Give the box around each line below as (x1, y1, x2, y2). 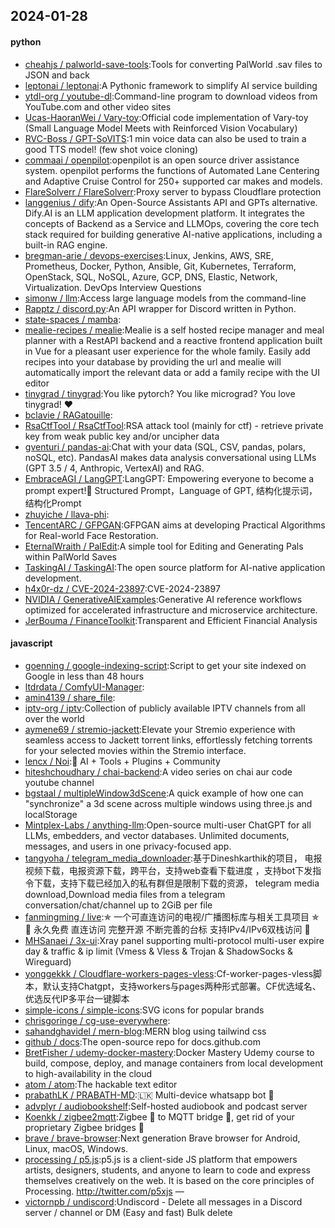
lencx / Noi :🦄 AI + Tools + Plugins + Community (24, 755, 221, 767)
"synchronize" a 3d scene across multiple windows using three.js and (24, 797, 313, 809)
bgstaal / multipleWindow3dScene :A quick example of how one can (24, 787, 304, 799)
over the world (24, 712, 85, 724)
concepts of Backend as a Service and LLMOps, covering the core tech (24, 217, 320, 229)
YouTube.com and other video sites (24, 100, 172, 113)
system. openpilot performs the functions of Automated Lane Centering (24, 164, 320, 176)
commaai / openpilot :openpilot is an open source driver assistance (24, 154, 300, 166)
